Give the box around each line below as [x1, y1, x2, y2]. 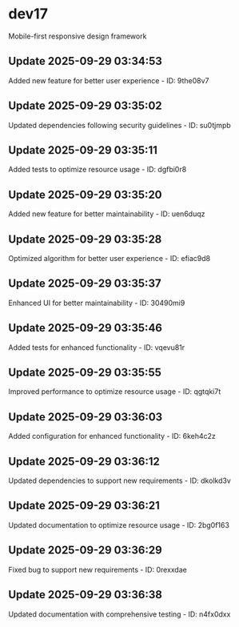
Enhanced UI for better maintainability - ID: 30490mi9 [8, 298, 185, 307]
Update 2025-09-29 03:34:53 [8, 54, 162, 68]
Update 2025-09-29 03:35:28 [8, 232, 162, 246]
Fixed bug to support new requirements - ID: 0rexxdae [8, 565, 188, 574]
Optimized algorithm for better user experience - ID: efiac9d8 [8, 254, 211, 263]
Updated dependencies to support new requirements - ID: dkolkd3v [8, 476, 232, 485]
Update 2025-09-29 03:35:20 [8, 187, 162, 201]
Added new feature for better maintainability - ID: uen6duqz [8, 209, 205, 219]
